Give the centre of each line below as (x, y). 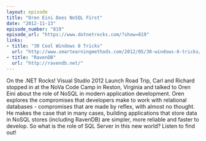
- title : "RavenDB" (31, 57)
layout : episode (27, 12)
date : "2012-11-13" (31, 23)
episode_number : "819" (35, 29)
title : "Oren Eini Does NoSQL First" (55, 18)
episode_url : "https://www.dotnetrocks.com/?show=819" (78, 35)
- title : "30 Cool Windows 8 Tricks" (55, 46)
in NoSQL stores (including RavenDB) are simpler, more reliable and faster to (103, 119)
